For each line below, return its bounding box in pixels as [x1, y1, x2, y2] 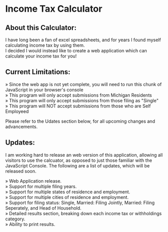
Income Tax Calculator [5, 3, 103, 15]
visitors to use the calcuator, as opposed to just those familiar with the [5, 157, 152, 163]
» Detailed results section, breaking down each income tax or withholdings [5, 210, 162, 216]
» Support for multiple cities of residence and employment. [5, 194, 129, 200]
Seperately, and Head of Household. [5, 205, 81, 211]
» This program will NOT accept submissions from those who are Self [5, 103, 151, 109]
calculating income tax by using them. [5, 42, 85, 48]
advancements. [5, 123, 38, 130]
